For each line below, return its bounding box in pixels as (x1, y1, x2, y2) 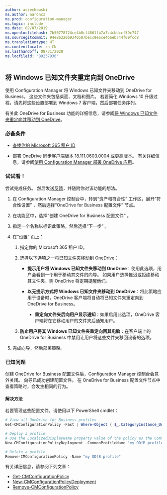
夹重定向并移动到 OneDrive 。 (5, 116, 65, 122)
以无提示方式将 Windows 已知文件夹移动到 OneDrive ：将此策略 (27, 288, 158, 294)
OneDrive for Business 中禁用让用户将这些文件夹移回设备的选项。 (19, 334, 155, 340)
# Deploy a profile (5, 431, 46, 436)
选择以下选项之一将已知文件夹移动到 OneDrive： (19, 255, 119, 261)
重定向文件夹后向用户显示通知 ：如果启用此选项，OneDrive (34, 311, 154, 317)
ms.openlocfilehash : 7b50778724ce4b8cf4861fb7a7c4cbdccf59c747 (5, 30, 139, 35)
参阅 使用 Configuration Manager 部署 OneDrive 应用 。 (25, 159, 137, 165)
